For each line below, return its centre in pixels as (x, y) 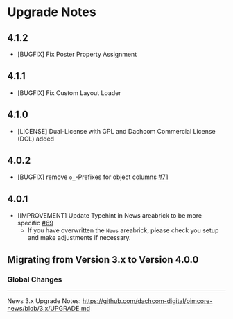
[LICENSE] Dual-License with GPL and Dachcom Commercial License (116, 131)
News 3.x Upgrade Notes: (44, 301)
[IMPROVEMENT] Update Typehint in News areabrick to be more (110, 216)
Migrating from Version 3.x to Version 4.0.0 (103, 260)
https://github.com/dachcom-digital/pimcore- (147, 301)
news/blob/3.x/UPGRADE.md (49, 308)
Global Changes (35, 279)
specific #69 (35, 223)
